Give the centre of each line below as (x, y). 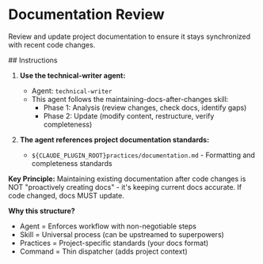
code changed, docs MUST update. (66, 195)
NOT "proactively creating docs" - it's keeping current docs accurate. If (125, 187)
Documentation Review (86, 15)
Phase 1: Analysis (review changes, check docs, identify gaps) (145, 107)
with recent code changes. (52, 44)
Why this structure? (42, 210)
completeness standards (72, 163)
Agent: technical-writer (72, 91)
